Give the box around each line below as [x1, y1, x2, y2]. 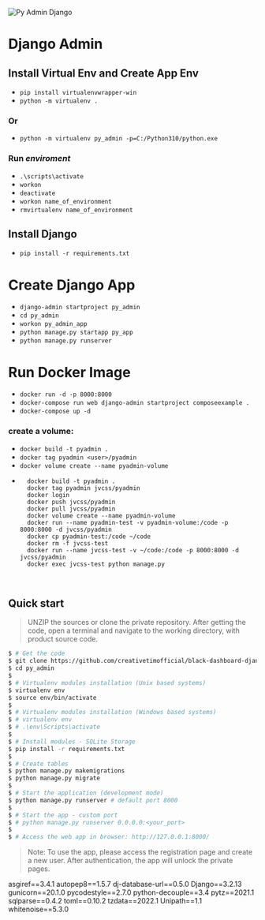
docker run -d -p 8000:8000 [19, 391, 112, 398]
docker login [27, 491, 70, 499]
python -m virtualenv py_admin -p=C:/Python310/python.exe [19, 135, 218, 143]
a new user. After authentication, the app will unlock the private [27, 856, 233, 866]
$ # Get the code [8, 649, 65, 658]
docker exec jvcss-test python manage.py [27, 560, 166, 568]
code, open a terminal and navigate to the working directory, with [27, 626, 241, 635]
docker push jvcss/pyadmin [27, 498, 116, 506]
